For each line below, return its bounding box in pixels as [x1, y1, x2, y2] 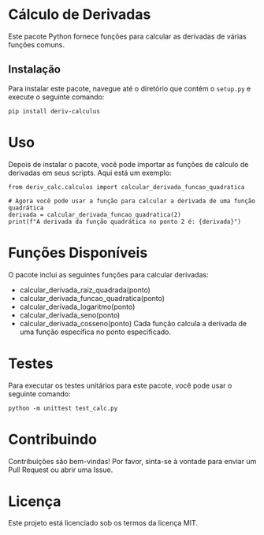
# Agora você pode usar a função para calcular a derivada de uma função [8, 197, 256, 205]
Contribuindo [8, 430, 97, 448]
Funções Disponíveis [8, 243, 148, 262]
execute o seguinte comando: [8, 92, 105, 102]
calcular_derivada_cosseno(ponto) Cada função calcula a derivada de [19, 318, 247, 328]
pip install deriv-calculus [8, 107, 101, 115]
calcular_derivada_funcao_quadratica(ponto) [19, 293, 165, 303]
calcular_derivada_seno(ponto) [19, 310, 121, 320]
